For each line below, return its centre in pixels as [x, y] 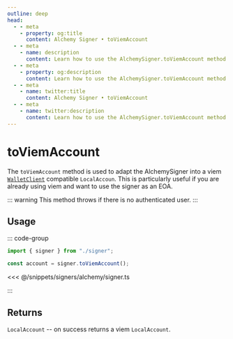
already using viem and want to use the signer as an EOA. [90, 186]
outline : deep [28, 14]
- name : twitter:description [62, 111]
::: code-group [28, 239]
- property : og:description [60, 72]
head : [15, 20]
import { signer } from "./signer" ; [60, 251]
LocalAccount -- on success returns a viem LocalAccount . [89, 329]
